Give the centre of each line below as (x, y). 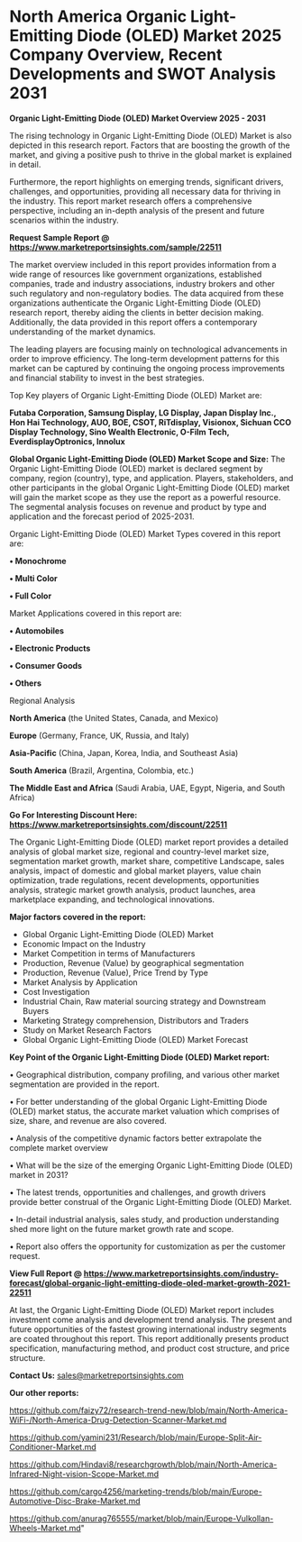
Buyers (36, 1010)
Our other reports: (44, 1392)
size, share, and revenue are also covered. (88, 1120)
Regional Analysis (42, 700)
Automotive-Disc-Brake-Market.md (75, 1501)
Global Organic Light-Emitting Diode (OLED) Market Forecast (135, 1039)
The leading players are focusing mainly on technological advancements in (148, 349)
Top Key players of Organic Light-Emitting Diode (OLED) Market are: (136, 395)
